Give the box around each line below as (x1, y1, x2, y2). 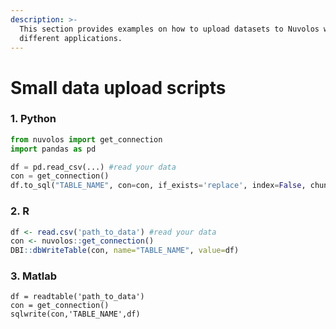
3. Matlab (10, 269, 58, 283)
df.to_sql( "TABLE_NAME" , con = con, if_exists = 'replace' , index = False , (10, 181, 307, 191)
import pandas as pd (10, 144, 97, 154)
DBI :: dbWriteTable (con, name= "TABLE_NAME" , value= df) (10, 246, 240, 256)
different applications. (19, 33, 123, 43)
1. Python (10, 112, 57, 126)
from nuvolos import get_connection (10, 134, 163, 145)
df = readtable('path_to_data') (10, 292, 145, 302)
